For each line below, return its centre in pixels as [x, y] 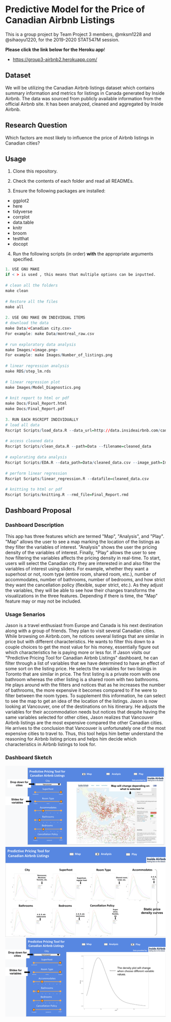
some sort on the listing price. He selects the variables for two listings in [81, 668]
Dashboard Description [35, 525]
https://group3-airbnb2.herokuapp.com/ [55, 59]
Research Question [36, 125]
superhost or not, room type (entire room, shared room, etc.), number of [81, 574]
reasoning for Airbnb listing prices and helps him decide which [71, 739]
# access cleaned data [29, 441]
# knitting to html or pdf [34, 490]
